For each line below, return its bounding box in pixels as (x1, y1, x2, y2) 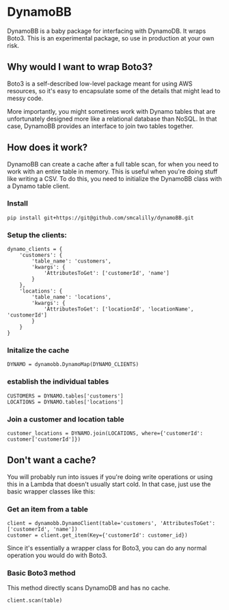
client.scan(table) (7, 597, 63, 604)
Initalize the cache (7, 345, 70, 355)
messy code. (7, 94, 44, 102)
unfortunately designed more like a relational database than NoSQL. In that (7, 114, 217, 123)
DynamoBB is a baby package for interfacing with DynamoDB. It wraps (7, 27, 206, 35)
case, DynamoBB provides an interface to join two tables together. (7, 121, 193, 130)
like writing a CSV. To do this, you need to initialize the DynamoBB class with (7, 174, 222, 182)
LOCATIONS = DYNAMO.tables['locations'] (7, 398, 124, 405)
